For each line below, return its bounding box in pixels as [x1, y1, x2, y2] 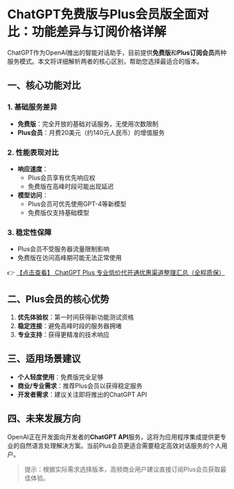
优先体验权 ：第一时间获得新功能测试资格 [17, 313, 134, 322]
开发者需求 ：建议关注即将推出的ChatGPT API [17, 390, 147, 399]
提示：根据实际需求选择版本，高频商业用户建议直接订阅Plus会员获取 [24, 465, 221, 473]
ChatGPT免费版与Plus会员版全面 [7, 6, 197, 22]
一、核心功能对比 [7, 80, 81, 92]
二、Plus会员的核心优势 [7, 293, 110, 305]
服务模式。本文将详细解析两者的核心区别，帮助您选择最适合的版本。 [7, 57, 203, 65]
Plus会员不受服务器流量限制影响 [17, 245, 110, 253]
